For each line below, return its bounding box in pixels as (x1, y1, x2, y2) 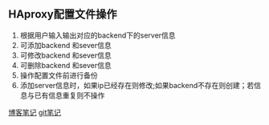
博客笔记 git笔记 (8, 107, 62, 117)
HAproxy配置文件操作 (8, 7, 117, 22)
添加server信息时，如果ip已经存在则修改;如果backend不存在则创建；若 (19, 80, 255, 90)
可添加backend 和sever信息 (19, 40, 112, 50)
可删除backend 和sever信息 (19, 60, 112, 70)
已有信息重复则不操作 (34, 91, 105, 100)
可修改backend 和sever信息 (19, 50, 112, 60)
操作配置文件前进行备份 (19, 71, 98, 80)
